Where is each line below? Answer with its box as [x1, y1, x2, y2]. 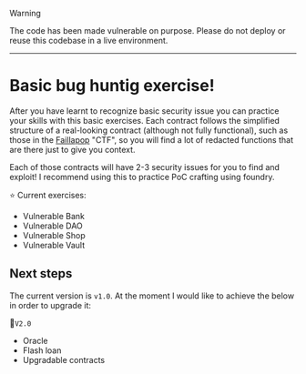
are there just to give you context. [9, 144, 136, 155]
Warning [9, 8, 41, 18]
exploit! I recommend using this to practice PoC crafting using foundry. [9, 171, 275, 182]
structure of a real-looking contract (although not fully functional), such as [9, 125, 289, 136]
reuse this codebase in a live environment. [9, 35, 168, 45]
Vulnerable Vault [22, 239, 86, 250]
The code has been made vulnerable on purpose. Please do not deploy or [9, 25, 286, 35]
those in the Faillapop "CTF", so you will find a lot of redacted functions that [9, 134, 294, 145]
